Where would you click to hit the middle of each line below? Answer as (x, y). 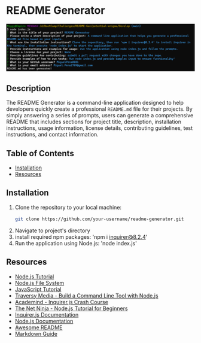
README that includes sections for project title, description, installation (94, 122)
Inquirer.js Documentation (47, 314)
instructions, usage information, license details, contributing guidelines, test (100, 128)
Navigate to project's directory (53, 230)
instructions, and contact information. (52, 135)
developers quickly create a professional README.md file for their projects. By (99, 109)
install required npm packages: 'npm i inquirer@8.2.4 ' (81, 236)
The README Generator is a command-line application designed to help (95, 103)
